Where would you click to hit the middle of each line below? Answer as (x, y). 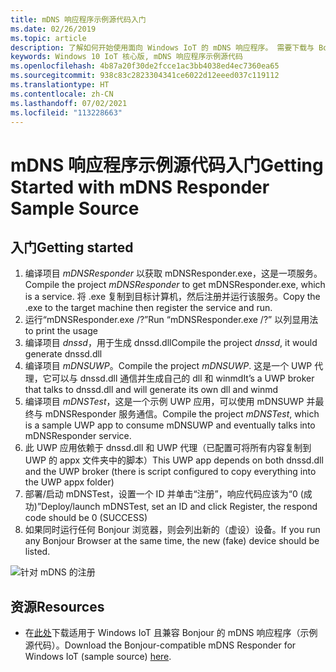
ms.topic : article (48, 38)
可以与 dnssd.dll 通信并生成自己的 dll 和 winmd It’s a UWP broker (183, 378)
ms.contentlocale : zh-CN (62, 94)
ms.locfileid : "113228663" (66, 112)
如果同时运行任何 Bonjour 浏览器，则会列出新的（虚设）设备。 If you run (172, 530)
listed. (37, 552)
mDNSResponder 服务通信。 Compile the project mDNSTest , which (182, 414)
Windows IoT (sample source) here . (98, 657)
